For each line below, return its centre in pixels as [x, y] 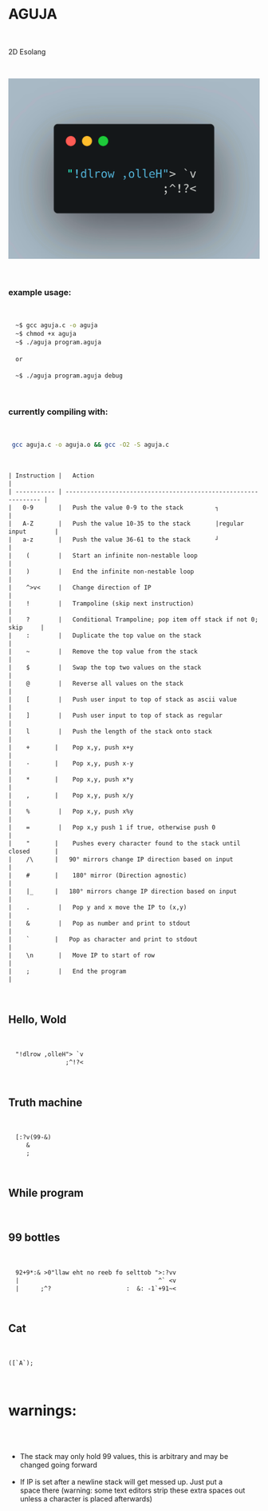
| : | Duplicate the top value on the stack [105, 636]
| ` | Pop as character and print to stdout [103, 939]
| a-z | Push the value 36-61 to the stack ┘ [114, 540]
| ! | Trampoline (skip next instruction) [101, 604]
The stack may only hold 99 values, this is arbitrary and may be [124, 1457]
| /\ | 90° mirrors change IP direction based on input [121, 859]
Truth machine [45, 1102]
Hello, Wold [37, 1019]
